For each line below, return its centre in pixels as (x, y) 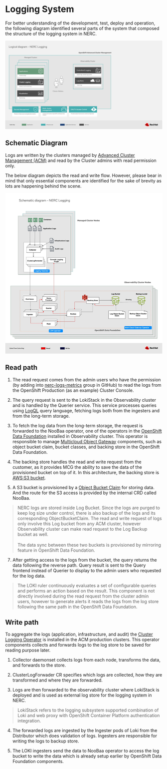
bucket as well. (33, 534)
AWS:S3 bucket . (29, 478)
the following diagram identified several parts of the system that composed (82, 28)
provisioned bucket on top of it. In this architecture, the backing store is (86, 472)
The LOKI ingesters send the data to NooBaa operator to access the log (86, 751)
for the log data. (29, 576)
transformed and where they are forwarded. (58, 680)
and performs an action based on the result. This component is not (86, 591)
